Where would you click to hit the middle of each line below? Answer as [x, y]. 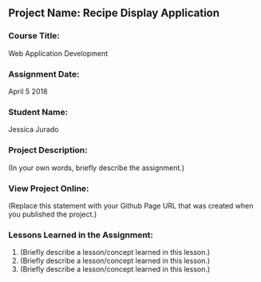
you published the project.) [53, 214]
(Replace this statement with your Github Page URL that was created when [131, 205]
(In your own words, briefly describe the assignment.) [97, 168]
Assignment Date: [44, 73]
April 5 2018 [28, 91]
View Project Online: [49, 189]
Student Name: [38, 112]
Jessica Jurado [34, 129]
